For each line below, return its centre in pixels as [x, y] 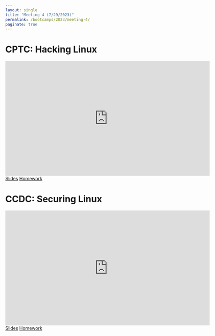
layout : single [21, 10]
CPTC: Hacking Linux [51, 50]
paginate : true [21, 24]
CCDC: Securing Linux [54, 199]
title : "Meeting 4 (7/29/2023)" [40, 15]
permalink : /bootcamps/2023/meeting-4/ [48, 19]
